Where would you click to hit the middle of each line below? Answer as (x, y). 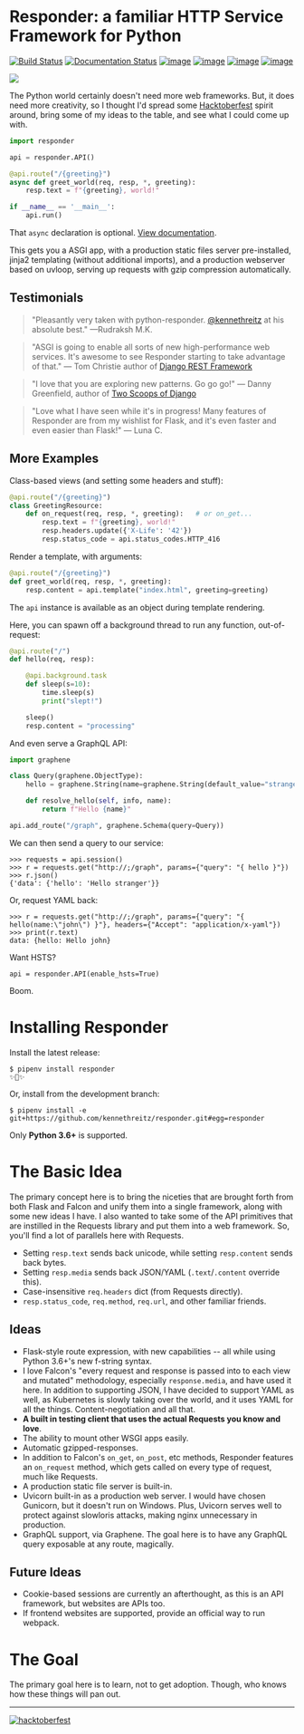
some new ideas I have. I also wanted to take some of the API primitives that (151, 1216)
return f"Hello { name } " (86, 809)
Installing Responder (89, 1027)
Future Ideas (45, 1572)
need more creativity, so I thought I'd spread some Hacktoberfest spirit (142, 105)
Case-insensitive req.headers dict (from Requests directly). (133, 1291)
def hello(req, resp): (52, 660)
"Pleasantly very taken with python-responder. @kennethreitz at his (158, 320)
